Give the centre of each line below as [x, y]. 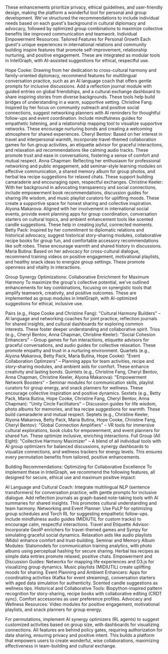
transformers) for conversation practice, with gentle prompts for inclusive [81, 492]
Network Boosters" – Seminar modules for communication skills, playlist [79, 382]
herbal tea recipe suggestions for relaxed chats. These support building [79, 177]
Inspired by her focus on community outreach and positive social [72, 107]
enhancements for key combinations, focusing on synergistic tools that [78, 287]
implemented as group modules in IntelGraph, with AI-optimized [71, 298]
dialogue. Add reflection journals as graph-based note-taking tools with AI [82, 498]
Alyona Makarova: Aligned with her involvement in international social [77, 208]
